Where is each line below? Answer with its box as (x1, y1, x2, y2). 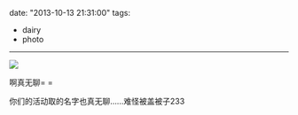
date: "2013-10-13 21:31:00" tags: (9, 8, 131, 18)
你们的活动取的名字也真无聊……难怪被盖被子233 (9, 96, 185, 106)
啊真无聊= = (9, 77, 53, 88)
